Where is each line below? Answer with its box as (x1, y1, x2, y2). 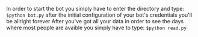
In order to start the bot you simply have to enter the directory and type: (6, 5, 185, 12)
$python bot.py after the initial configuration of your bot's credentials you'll (6, 11, 193, 18)
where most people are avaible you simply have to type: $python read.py (6, 24, 187, 31)
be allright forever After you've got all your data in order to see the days (6, 18, 184, 24)
